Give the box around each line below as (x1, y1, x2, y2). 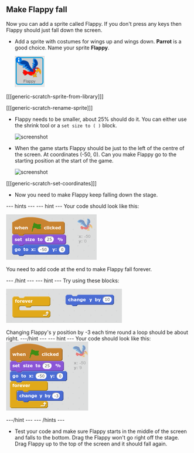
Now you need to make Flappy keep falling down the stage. (14, 191, 158, 198)
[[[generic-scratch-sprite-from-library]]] (6, 93, 104, 100)
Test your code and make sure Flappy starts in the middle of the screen (14, 428, 188, 435)
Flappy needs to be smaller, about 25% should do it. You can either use (14, 116, 187, 123)
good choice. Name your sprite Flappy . (14, 44, 110, 51)
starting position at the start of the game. (14, 157, 114, 164)
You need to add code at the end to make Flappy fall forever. (6, 265, 152, 272)
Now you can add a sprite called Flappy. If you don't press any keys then (6, 20, 182, 27)
